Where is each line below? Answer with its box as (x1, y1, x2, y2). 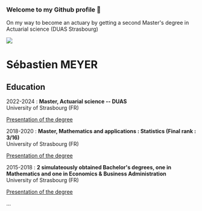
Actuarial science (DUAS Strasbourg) (6, 25, 98, 33)
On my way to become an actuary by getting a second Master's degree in (6, 19, 189, 27)
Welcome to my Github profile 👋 (6, 5, 101, 14)
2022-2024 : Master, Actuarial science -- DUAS (6, 98, 127, 105)
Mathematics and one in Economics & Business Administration (6, 170, 167, 177)
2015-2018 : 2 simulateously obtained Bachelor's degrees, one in (6, 164, 172, 171)
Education (6, 81, 46, 92)
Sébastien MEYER (6, 58, 98, 72)
